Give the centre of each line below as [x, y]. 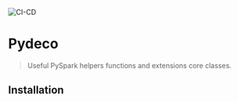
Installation [36, 90]
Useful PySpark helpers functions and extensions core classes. [130, 65]
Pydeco [33, 44]
